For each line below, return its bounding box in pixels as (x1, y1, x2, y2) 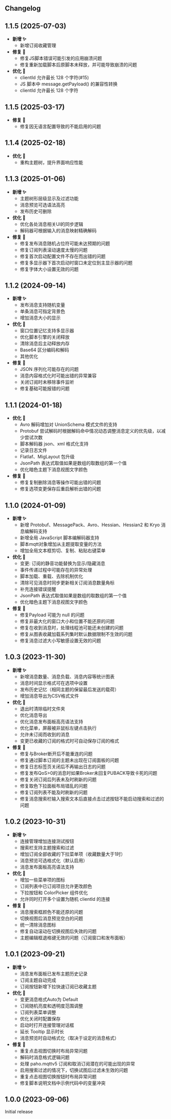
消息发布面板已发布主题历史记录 (20, 970, 88, 976)
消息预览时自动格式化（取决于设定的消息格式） (20, 1035, 119, 1041)
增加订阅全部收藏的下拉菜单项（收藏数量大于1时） (20, 851, 126, 857)
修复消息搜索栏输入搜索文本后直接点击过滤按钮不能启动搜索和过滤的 (20, 795, 164, 802)
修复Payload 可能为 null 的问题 (20, 612, 85, 618)
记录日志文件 (20, 447, 47, 453)
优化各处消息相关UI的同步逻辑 (20, 221, 83, 227)
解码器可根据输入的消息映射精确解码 (20, 227, 97, 234)
